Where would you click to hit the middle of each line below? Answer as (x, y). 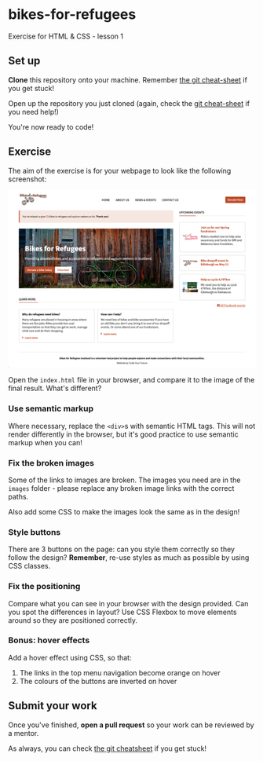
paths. (18, 496)
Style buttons (35, 532)
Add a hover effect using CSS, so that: (70, 657)
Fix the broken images (51, 463)
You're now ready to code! (51, 126)
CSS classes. (29, 566)
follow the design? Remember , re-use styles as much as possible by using (129, 558)
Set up (24, 61)
